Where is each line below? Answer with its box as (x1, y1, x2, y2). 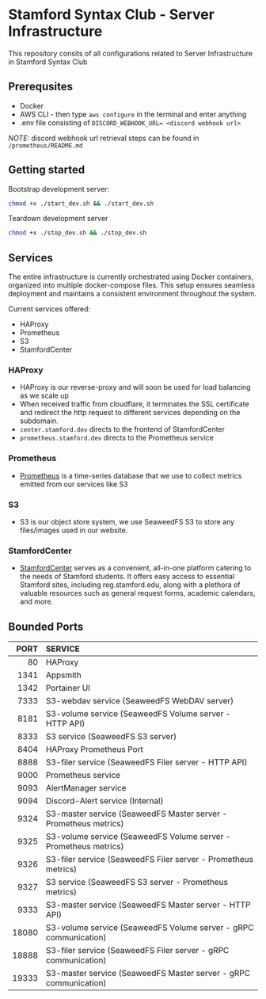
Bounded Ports (8, 620, 84, 633)
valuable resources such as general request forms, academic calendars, (19, 589, 256, 598)
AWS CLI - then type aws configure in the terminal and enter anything (19, 109, 247, 119)
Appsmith (45, 669, 82, 681)
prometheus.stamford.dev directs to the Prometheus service (19, 433, 214, 443)
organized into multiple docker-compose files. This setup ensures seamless (8, 280, 256, 290)
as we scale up (19, 391, 70, 401)
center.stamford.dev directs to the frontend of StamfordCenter (19, 425, 226, 434)
